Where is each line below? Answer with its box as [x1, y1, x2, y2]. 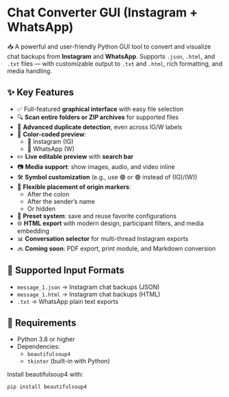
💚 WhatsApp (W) [27, 144, 75, 153]
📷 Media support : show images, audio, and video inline [16, 162, 176, 170]
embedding [16, 227, 50, 235]
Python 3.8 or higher [16, 335, 75, 344]
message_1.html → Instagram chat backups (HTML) [16, 290, 161, 298]
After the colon [27, 190, 70, 198]
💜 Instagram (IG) [27, 137, 74, 145]
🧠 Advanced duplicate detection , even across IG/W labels [16, 123, 183, 131]
